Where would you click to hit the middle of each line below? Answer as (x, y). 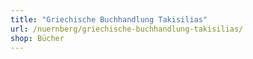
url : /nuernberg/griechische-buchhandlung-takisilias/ (127, 29)
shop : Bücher (37, 38)
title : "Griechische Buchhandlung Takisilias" (109, 19)
